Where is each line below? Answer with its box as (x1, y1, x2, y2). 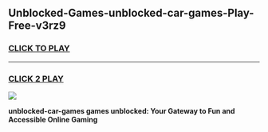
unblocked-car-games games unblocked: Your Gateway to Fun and (8, 106, 235, 115)
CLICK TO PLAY (8, 43, 70, 54)
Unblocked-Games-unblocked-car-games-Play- (8, 6, 254, 20)
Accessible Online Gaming (8, 114, 98, 124)
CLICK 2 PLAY (8, 73, 64, 84)
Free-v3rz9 (8, 19, 66, 33)
